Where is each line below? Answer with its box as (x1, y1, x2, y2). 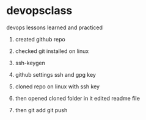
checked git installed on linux (15, 47, 89, 55)
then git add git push (15, 106, 68, 113)
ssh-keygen (15, 59, 46, 66)
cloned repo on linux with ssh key (15, 83, 100, 90)
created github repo (15, 35, 65, 43)
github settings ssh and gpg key (15, 71, 97, 78)
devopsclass (6, 4, 73, 18)
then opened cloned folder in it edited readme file (15, 94, 141, 102)
